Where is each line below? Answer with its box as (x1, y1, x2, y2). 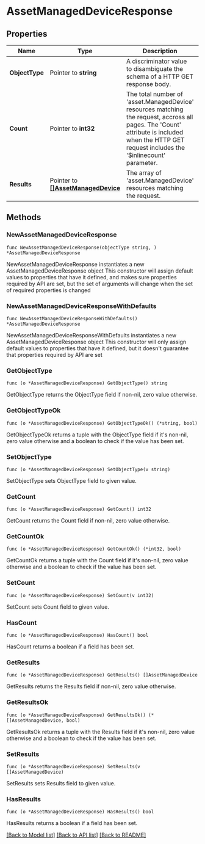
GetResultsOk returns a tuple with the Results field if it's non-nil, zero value (6, 728, 195, 735)
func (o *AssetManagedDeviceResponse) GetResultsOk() (6, 712, 146, 718)
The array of (126, 169, 162, 177)
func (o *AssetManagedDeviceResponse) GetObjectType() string (6, 380, 168, 386)
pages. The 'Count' (126, 120, 181, 129)
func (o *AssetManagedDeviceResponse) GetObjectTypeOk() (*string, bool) (6, 420, 198, 426)
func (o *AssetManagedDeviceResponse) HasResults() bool (6, 809, 154, 815)
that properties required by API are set (6, 351, 103, 358)
